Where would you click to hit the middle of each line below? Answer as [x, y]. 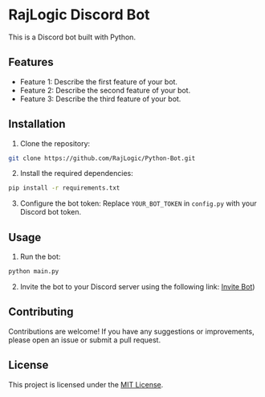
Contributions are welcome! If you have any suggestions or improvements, [131, 331]
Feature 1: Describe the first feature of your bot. [99, 81]
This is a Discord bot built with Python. [72, 37]
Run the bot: [40, 257]
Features [31, 62]
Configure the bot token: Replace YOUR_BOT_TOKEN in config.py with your [138, 203]
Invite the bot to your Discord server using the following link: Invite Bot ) [137, 286]
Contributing [41, 312]
